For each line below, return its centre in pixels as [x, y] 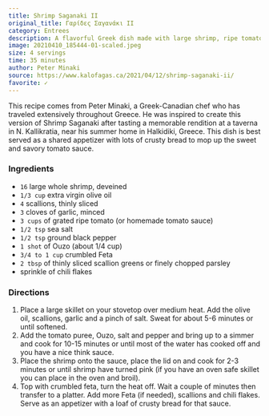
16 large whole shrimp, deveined [73, 186]
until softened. [44, 327]
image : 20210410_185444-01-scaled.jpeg [75, 46]
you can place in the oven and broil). [80, 378]
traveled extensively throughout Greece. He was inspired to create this [125, 114]
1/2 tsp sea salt [46, 228]
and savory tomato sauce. [51, 148]
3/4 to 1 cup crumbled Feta [66, 254]
